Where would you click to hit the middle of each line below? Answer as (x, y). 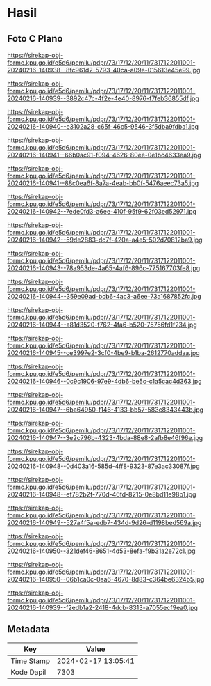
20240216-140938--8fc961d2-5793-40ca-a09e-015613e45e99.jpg (104, 70)
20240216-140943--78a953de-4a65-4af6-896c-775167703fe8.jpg (104, 268)
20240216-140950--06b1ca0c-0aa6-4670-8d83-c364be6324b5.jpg (106, 579)
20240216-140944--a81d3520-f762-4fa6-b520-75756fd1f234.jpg (102, 325)
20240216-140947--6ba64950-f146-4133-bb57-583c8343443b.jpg (105, 410)
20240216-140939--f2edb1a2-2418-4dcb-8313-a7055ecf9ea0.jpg (102, 608)
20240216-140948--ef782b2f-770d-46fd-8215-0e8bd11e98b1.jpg (102, 494)
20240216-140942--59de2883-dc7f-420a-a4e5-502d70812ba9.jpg (105, 240)
